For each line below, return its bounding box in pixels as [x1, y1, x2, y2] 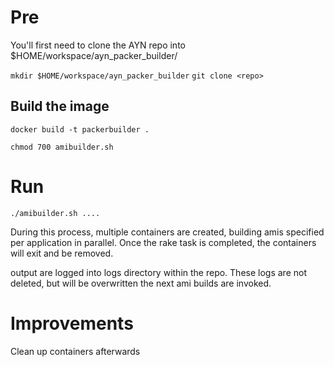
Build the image [10, 98, 110, 115]
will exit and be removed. [10, 247, 114, 259]
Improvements [10, 312, 134, 335]
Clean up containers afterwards [10, 345, 141, 357]
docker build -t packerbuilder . [10, 124, 150, 135]
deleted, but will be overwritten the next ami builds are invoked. [10, 277, 272, 289]
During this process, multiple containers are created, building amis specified [10, 226, 325, 238]
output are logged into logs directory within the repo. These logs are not [10, 266, 307, 278]
